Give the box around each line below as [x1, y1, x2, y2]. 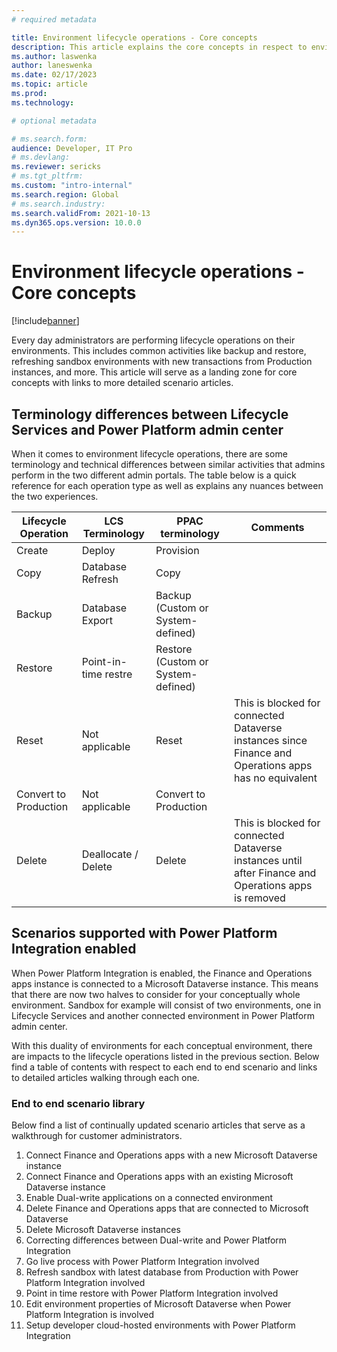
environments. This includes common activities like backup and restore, [11, 345, 307, 357]
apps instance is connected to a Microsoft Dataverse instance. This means [11, 977, 319, 990]
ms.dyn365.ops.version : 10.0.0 [11, 217, 142, 228]
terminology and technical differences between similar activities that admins [11, 459, 326, 470]
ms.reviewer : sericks [11, 162, 102, 172]
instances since [234, 734, 308, 747]
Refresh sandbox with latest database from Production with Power [25, 1266, 299, 1278]
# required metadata [11, 14, 98, 25]
